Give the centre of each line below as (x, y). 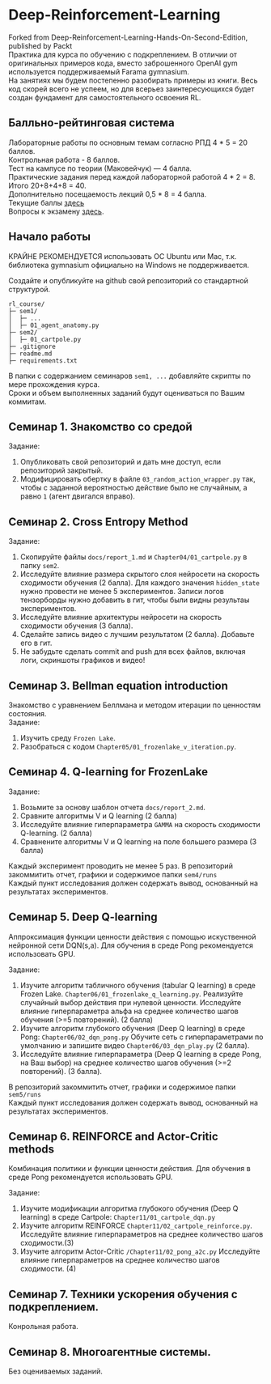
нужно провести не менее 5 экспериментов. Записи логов (122, 592)
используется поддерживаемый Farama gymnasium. (99, 71)
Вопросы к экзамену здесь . (56, 211)
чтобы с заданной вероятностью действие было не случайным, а (134, 488)
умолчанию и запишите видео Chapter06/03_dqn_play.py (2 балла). (135, 1045)
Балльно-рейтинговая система (92, 123)
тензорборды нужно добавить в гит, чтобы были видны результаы (135, 600)
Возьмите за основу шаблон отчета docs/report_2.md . (113, 807)
